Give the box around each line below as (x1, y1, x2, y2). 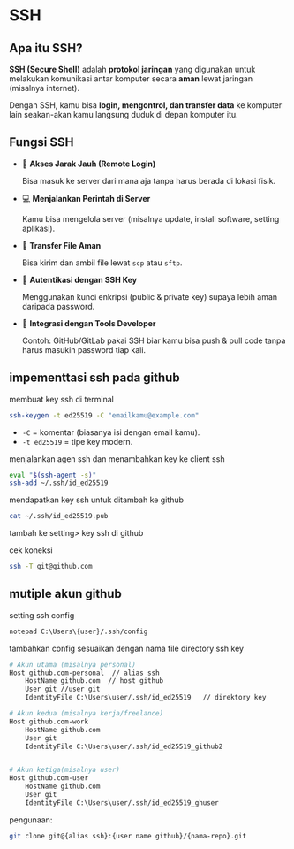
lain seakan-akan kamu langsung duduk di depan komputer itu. (9, 110, 238, 119)
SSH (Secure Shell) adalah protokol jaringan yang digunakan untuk (9, 64, 256, 74)
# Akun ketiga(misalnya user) (9, 766, 121, 775)
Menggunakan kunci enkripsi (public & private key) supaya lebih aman (21, 291, 278, 302)
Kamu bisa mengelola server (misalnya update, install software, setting (21, 213, 280, 224)
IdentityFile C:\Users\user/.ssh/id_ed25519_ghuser (25, 798, 219, 807)
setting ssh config (9, 609, 75, 620)
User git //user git (25, 685, 101, 694)
